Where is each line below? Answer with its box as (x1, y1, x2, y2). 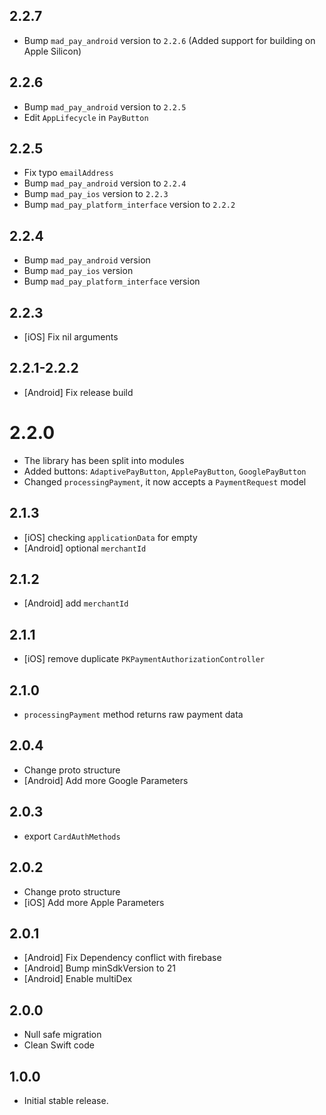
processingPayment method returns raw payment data (23, 709, 244, 721)
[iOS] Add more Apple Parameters (23, 896, 165, 908)
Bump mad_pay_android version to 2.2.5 (23, 100, 187, 113)
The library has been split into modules (23, 454, 185, 466)
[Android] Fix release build (23, 386, 134, 398)
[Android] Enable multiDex (23, 973, 133, 985)
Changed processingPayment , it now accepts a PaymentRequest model (23, 475, 307, 488)
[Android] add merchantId (23, 597, 129, 609)
